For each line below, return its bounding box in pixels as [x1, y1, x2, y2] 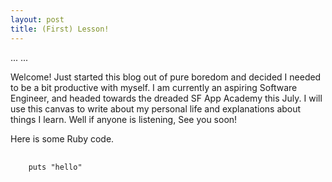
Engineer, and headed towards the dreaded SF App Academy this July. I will [10, 92, 323, 104]
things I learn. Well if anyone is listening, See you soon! [10, 113, 238, 125]
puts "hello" [28, 162, 83, 172]
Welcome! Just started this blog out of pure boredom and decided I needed [10, 71, 322, 83]
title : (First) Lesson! [10, 24, 110, 34]
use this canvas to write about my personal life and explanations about [10, 102, 302, 115]
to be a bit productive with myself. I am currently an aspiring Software [10, 81, 298, 93]
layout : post [10, 14, 65, 25]
